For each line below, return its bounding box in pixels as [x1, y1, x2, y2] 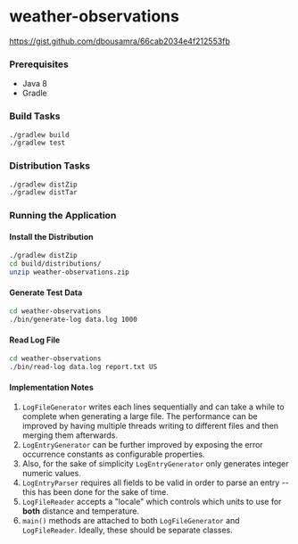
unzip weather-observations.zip [9, 268, 129, 277]
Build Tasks [9, 110, 61, 122]
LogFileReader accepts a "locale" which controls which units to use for [21, 497, 282, 507]
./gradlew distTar [9, 188, 78, 197]
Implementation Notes [9, 382, 94, 392]
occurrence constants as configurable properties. [21, 449, 205, 460]
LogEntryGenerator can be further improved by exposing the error [21, 440, 263, 450]
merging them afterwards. [21, 430, 119, 441]
